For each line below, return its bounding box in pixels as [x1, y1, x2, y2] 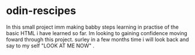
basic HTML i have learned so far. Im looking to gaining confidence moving [6, 29, 188, 36]
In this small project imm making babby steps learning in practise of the [6, 23, 179, 30]
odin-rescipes [6, 4, 76, 18]
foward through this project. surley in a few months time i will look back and [6, 36, 189, 43]
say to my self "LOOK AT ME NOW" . [6, 42, 95, 49]
